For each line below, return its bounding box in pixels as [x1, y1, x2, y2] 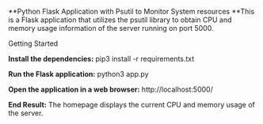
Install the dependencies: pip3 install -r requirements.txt [8, 54, 195, 63]
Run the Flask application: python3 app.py [8, 70, 149, 78]
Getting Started [8, 39, 59, 48]
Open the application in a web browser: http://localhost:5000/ [8, 85, 214, 94]
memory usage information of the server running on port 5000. [8, 24, 214, 32]
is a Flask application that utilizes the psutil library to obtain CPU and [8, 15, 232, 24]
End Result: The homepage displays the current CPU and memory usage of [8, 100, 256, 109]
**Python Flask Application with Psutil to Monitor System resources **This [8, 7, 255, 16]
